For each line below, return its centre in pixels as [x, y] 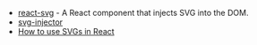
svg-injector [40, 22]
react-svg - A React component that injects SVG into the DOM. [133, 13]
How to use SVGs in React [66, 31]
